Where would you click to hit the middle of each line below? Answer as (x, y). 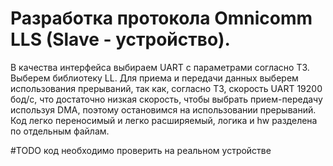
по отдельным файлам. (60, 131)
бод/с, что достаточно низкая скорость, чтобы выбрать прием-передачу (166, 99)
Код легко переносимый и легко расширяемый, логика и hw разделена (164, 120)
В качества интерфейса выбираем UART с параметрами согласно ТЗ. (160, 67)
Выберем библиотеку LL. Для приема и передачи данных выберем (154, 78)
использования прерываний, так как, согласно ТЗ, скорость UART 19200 (166, 88)
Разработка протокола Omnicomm (161, 18)
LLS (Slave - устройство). (120, 39)
